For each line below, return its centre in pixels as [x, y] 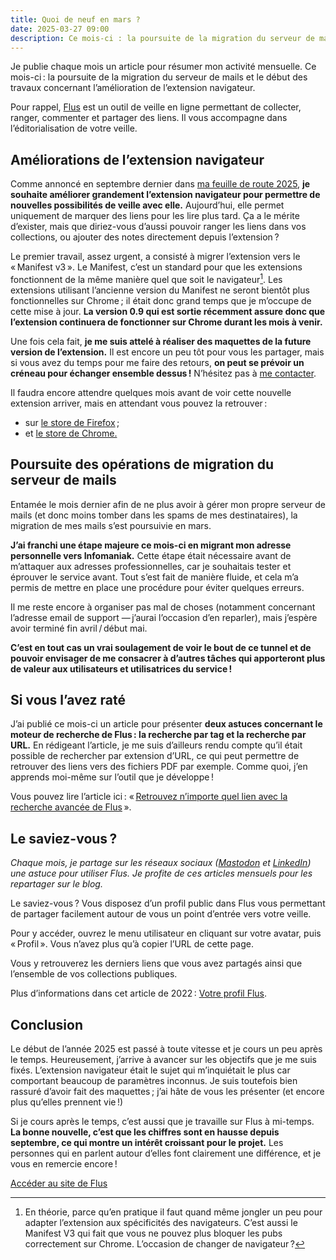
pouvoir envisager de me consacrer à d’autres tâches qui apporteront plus [168, 658]
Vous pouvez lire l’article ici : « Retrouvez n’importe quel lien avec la [149, 797]
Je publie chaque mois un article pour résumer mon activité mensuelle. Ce [163, 67]
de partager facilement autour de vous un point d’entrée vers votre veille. [161, 914]
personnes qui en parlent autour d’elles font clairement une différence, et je [166, 1153]
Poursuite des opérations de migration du [142, 464]
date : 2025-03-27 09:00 [60, 29]
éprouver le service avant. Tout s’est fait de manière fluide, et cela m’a [154, 577]
